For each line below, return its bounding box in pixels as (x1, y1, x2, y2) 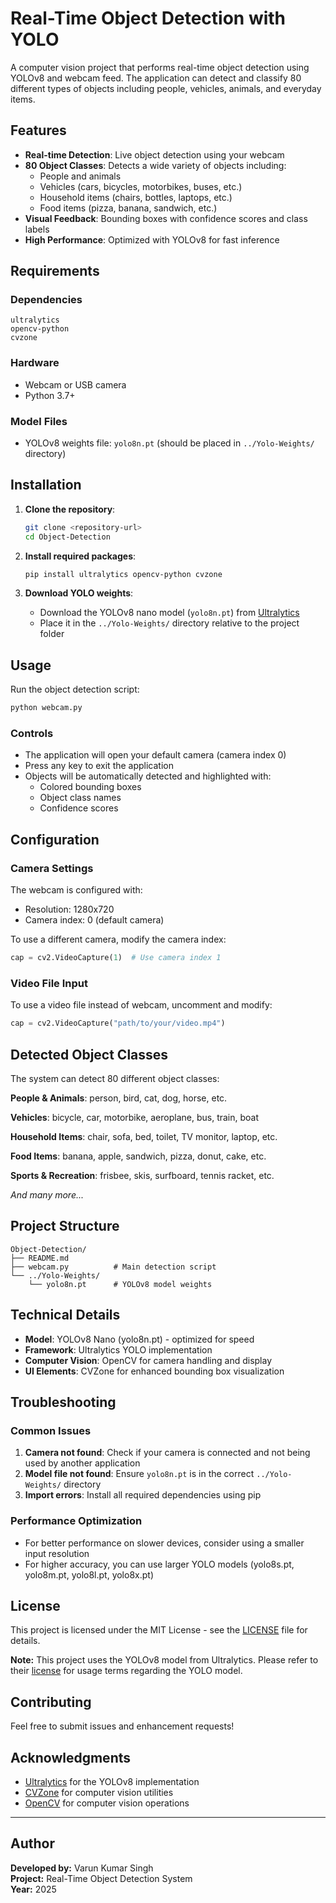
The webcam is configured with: (10, 884, 143, 896)
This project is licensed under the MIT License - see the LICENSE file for (10, 1624, 308, 1636)
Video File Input (10, 976, 88, 990)
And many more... (10, 1189, 85, 1201)
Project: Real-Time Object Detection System (10, 1872, 193, 1884)
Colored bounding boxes (39, 781, 142, 793)
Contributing (10, 1693, 92, 1711)
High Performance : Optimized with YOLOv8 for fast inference (24, 233, 280, 246)
